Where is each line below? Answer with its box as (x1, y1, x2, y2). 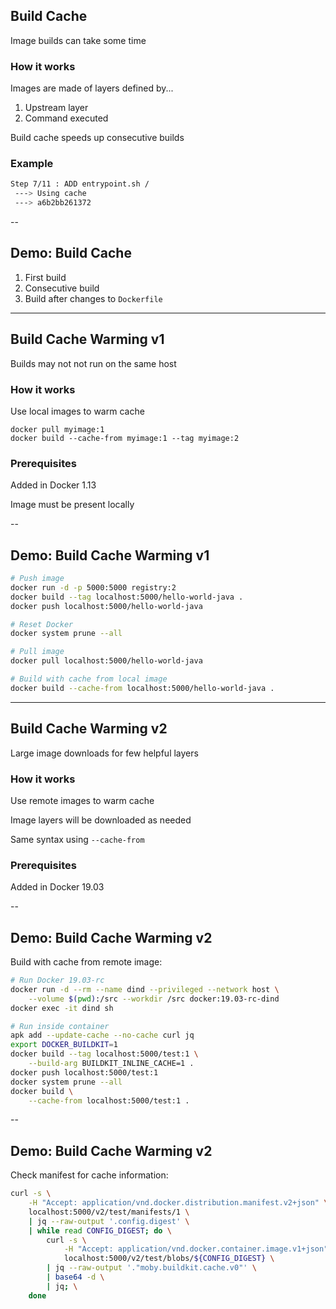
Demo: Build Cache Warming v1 (10, 547, 210, 564)
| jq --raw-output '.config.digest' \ (28, 1216, 190, 1226)
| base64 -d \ (46, 1272, 105, 1283)
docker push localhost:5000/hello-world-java (10, 601, 203, 611)
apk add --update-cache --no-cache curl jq (10, 1030, 195, 1041)
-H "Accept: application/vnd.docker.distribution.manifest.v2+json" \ (28, 1198, 329, 1208)
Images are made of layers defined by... (10, 82, 174, 94)
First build (24, 271, 67, 283)
